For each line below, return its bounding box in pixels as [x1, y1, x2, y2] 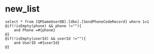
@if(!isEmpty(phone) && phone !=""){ [5, 23, 82, 28]
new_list [5, 3, 40, 14]
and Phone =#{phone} [14, 27, 56, 32]
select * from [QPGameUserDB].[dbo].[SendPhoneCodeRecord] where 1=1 [5, 19, 150, 24]
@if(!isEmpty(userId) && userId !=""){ [5, 36, 86, 41]
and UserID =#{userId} [14, 40, 60, 45]
